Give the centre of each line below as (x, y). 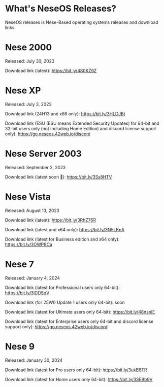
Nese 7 (20, 264)
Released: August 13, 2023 (32, 211)
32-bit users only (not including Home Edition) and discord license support (81, 128)
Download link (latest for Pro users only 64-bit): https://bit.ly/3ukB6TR (76, 370)
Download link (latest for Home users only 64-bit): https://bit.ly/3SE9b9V (79, 379)
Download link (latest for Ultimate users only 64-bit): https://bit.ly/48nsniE (80, 312)
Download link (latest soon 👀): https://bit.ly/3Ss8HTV (59, 177)
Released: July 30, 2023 (30, 61)
